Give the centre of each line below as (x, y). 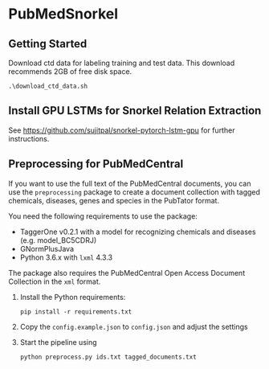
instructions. (29, 138)
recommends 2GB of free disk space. (70, 72)
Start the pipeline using (59, 342)
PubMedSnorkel (63, 14)
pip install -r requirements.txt (76, 312)
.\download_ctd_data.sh (48, 86)
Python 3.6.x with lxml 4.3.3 (66, 257)
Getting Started (48, 44)
